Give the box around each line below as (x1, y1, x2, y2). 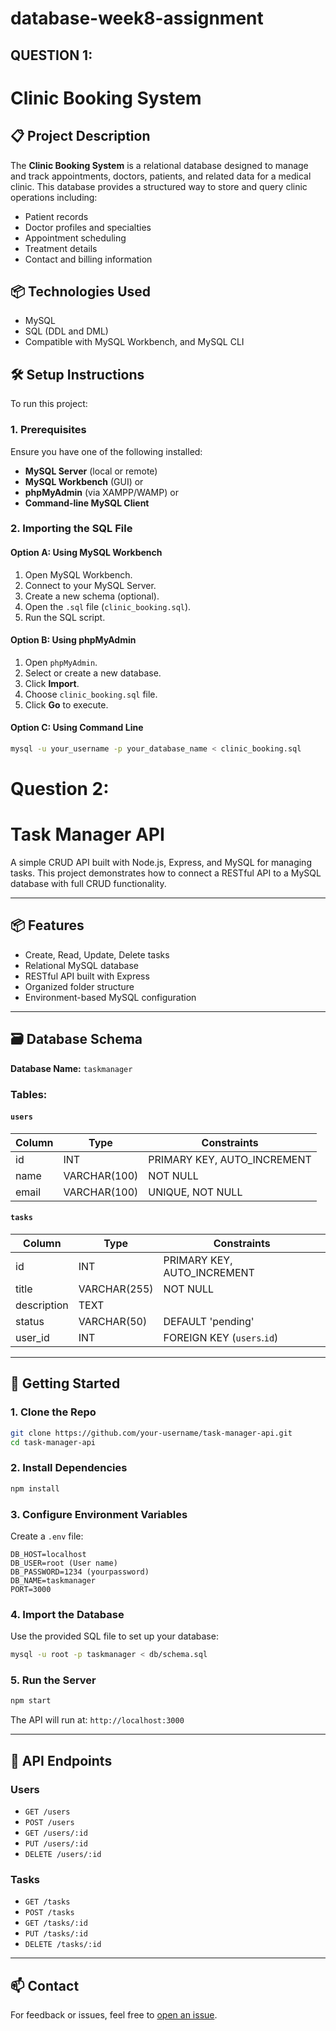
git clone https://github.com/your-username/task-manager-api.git (10, 1428, 293, 1438)
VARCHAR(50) (78, 1314, 148, 1328)
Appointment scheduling (24, 232, 127, 244)
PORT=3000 (10, 1584, 52, 1594)
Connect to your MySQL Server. (24, 579, 157, 591)
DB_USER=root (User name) (10, 1558, 118, 1568)
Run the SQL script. (24, 611, 106, 623)
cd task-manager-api (10, 1437, 97, 1447)
